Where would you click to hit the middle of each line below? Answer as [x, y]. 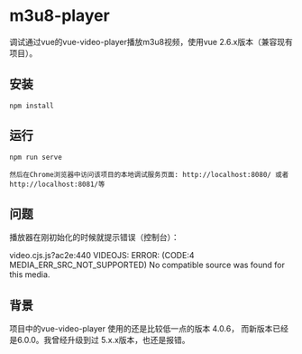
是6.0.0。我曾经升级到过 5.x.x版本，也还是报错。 [100, 340]
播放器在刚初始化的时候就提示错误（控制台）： [94, 238]
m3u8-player [59, 16]
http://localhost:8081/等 [57, 184]
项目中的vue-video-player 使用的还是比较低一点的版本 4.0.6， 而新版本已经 [149, 329]
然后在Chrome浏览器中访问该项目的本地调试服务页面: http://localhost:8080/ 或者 [149, 174]
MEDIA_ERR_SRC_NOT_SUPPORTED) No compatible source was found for [147, 265]
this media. [30, 275]
